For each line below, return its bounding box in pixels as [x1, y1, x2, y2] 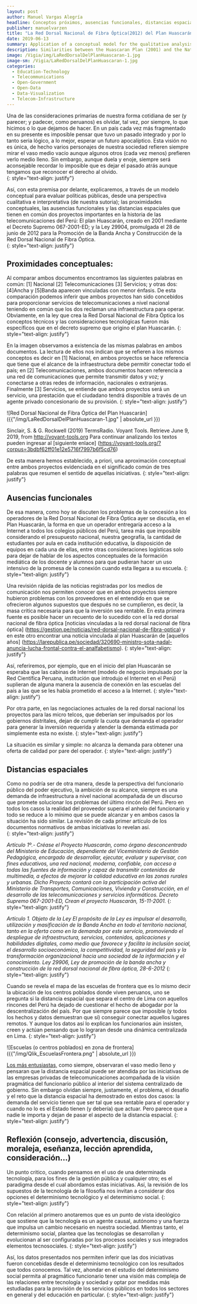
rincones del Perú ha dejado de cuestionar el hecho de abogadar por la [6, 1002, 178, 1009]
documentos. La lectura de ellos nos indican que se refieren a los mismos [6, 348, 184, 355]
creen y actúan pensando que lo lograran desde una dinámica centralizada [6, 1026, 187, 1033]
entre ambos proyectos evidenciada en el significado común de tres [6, 463, 171, 470]
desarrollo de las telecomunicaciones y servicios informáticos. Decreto [6, 891, 179, 898]
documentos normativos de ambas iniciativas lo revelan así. [6, 824, 151, 831]
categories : [6, 63, 36, 69]
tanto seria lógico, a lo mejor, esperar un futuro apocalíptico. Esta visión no [6, 137, 187, 144]
